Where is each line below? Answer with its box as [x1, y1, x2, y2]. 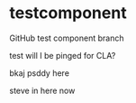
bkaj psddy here [9, 67, 70, 79]
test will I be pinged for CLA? [9, 50, 116, 61]
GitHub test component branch [9, 33, 124, 43]
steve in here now [9, 85, 76, 96]
